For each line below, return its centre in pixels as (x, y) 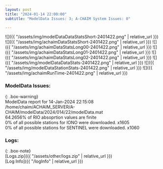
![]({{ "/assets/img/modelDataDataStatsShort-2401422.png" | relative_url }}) (82, 37)
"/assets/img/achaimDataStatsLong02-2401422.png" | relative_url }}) (81, 58)
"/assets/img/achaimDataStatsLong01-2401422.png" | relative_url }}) (81, 52)
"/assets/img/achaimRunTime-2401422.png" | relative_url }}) (66, 73)
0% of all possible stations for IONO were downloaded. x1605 (67, 122)
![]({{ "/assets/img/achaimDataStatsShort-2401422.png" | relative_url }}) (78, 42)
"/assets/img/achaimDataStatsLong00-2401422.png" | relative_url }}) (81, 47)
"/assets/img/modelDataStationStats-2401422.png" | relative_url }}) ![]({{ (79, 68)
